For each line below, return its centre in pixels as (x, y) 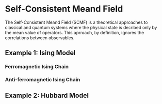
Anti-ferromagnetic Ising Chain (43, 80)
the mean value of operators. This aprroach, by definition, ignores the (74, 32)
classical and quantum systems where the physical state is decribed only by (81, 27)
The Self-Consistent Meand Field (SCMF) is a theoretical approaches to (76, 22)
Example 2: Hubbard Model (47, 95)
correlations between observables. (40, 38)
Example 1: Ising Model (40, 53)
